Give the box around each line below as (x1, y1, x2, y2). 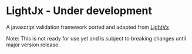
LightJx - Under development (6, 4, 153, 18)
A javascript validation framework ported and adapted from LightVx (6, 23, 169, 31)
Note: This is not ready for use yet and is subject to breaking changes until (6, 35, 186, 42)
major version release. (6, 41, 60, 48)
